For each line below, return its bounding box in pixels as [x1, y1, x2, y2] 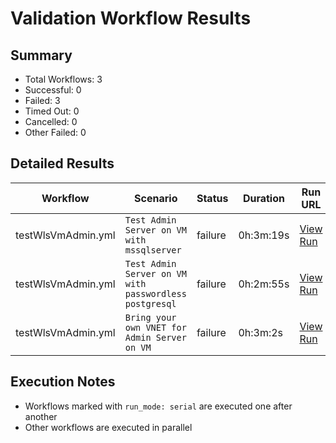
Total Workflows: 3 [24, 73, 103, 85]
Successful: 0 [24, 84, 82, 96]
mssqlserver [124, 244, 182, 256]
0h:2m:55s [238, 277, 290, 291]
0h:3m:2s [238, 325, 284, 339]
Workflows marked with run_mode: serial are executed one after [24, 400, 293, 412]
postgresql [124, 298, 177, 309]
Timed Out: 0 [24, 105, 80, 117]
